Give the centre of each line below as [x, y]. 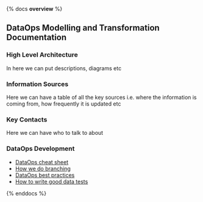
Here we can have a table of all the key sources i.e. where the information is [101, 97]
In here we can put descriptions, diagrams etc [64, 68]
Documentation [37, 38]
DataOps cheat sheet [42, 162]
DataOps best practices [45, 175]
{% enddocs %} [27, 193]
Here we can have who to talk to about [55, 133]
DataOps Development [41, 149]
